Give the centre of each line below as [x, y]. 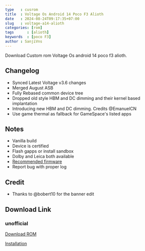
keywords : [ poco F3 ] [28, 37]
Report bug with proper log [39, 167]
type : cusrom [21, 10]
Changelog [22, 71]
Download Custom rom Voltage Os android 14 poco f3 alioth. [66, 55]
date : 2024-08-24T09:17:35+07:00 [42, 19]
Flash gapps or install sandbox [43, 151]
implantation [25, 103]
